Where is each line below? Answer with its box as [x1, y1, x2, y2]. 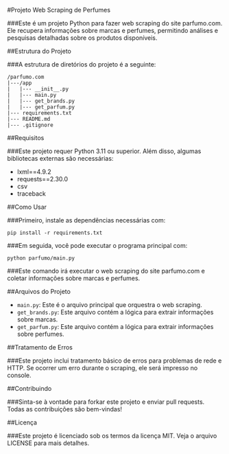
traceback [16, 190, 46, 198]
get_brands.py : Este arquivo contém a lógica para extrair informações [16, 308, 214, 316]
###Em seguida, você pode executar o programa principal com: [7, 242, 188, 249]
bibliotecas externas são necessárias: [7, 155, 114, 162]
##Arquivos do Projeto [7, 288, 71, 295]
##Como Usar [7, 203, 47, 211]
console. [7, 371, 32, 379]
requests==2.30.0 [16, 175, 69, 183]
